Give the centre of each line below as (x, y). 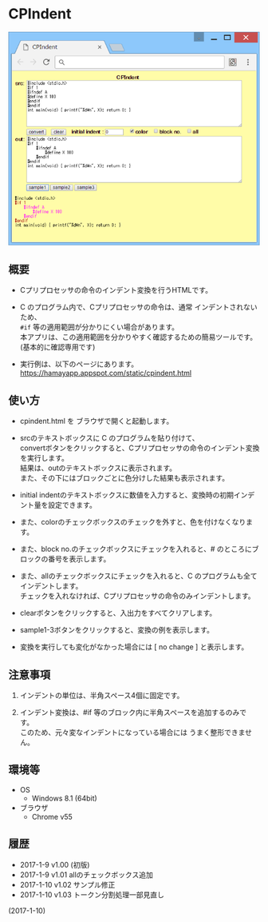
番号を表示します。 (79, 559)
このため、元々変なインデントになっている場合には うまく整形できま (132, 732)
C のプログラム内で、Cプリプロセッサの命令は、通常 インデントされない (138, 307)
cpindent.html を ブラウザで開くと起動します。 (97, 421)
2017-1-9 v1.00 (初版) (55, 864)
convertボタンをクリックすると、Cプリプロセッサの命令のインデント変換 (140, 448)
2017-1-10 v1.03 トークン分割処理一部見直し (92, 894)
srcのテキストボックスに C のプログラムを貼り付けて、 (109, 438)
